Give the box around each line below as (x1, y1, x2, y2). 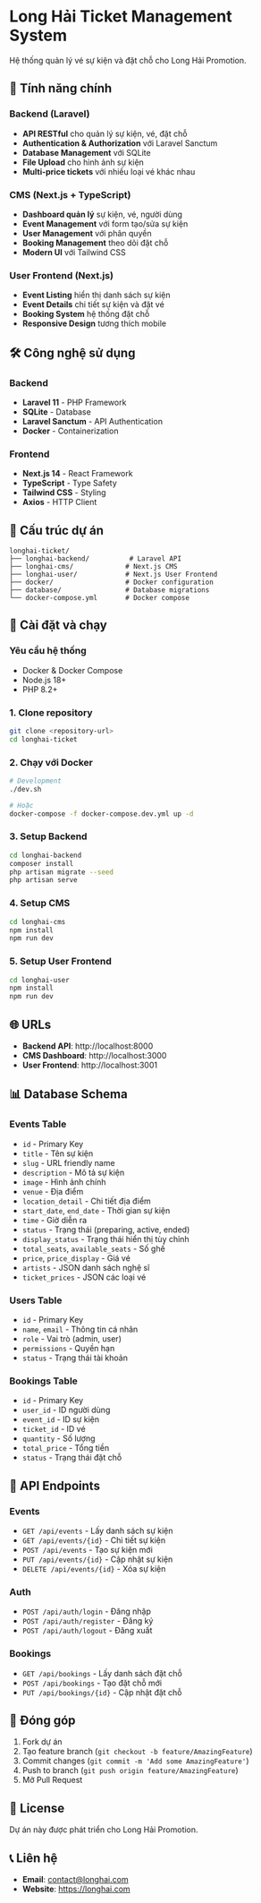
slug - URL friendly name (21, 1157, 115, 1168)
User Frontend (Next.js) (9, 269, 114, 281)
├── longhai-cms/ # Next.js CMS (9, 562, 178, 571)
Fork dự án (21, 1736, 63, 1747)
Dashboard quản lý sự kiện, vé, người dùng (21, 209, 183, 219)
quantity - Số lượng (21, 1433, 96, 1444)
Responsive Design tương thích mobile (21, 318, 167, 329)
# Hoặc (9, 801, 34, 810)
